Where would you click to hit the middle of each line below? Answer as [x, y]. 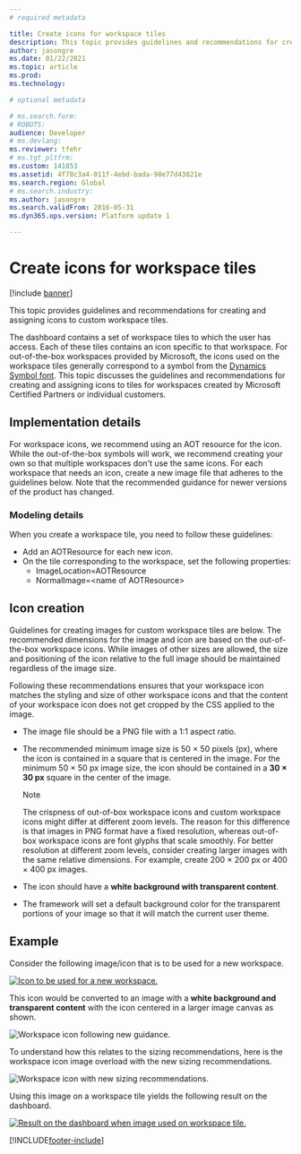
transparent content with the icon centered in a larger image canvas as [142, 1007]
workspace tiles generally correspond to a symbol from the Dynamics [138, 366]
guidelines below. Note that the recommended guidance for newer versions [148, 482]
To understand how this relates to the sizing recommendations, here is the [146, 1051]
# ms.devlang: [36, 141]
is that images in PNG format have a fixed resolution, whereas [136, 831]
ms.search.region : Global [57, 183]
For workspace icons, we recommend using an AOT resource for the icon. [146, 444]
